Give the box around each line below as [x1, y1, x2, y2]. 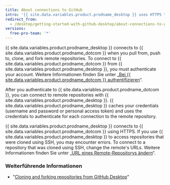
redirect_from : [5, 17, 37, 22]
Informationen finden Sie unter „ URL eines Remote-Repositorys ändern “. [5, 150, 156, 156]
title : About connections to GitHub [5, 7, 82, 13]
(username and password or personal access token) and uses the [5, 108, 143, 114]
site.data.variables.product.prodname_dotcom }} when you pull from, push [5, 50, 161, 56]
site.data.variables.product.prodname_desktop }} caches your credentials [5, 103, 159, 108]
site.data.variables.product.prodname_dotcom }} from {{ [5, 61, 122, 67]
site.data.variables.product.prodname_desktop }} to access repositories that [5, 134, 164, 140]
